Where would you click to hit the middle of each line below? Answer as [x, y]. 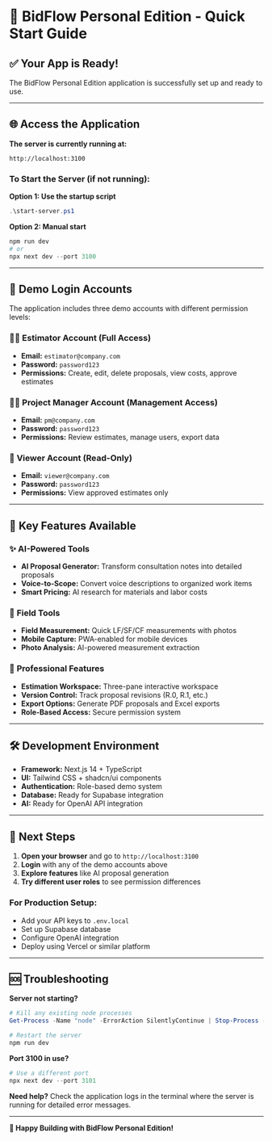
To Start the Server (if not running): [80, 178]
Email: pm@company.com [58, 420]
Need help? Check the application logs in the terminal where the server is [132, 1096]
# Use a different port [49, 1073]
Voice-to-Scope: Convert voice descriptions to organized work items [136, 583]
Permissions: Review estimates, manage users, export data [120, 437]
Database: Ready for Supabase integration [92, 795]
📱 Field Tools [35, 613]
